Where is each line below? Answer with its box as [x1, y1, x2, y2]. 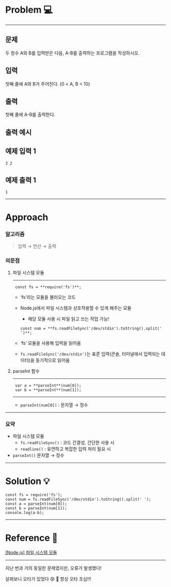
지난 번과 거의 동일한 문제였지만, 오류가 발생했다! [5, 565, 102, 571]
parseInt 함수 [12, 368, 40, 374]
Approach [5, 211, 48, 223]
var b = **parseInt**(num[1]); [15, 388, 81, 393]
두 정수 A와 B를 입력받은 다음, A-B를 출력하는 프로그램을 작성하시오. [5, 49, 140, 56]
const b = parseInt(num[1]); [5, 506, 67, 511]
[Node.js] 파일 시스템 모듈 [5, 549, 58, 556]
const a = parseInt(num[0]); [5, 501, 67, 506]
